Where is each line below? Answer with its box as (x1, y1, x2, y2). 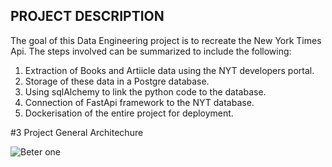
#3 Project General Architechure (10, 126, 144, 138)
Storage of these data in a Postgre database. (24, 75, 210, 87)
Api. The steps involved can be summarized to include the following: (10, 45, 292, 57)
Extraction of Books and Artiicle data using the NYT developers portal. (24, 64, 315, 76)
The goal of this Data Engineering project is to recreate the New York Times (10, 34, 322, 46)
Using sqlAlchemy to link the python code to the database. (24, 85, 267, 98)
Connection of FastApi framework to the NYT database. (24, 96, 255, 108)
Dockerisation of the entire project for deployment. (24, 107, 234, 119)
